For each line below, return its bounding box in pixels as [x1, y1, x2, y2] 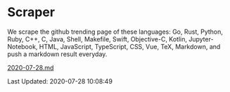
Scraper [7, 4, 55, 20]
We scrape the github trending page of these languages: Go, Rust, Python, [7, 27, 224, 36]
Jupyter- [189, 34, 214, 43]
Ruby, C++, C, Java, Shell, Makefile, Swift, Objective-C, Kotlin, [7, 34, 188, 43]
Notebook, [7, 42, 38, 51]
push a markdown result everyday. [7, 50, 108, 58]
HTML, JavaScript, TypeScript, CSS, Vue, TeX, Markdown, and [39, 42, 221, 51]
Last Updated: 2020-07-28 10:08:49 [7, 77, 113, 85]
